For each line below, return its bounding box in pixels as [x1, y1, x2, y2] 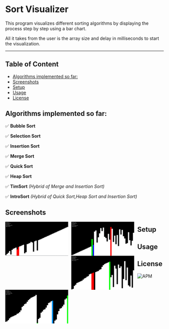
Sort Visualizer [5, 4, 69, 15]
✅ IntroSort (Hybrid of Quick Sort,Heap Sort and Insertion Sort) [5, 193, 137, 200]
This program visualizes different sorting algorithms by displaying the [5, 20, 149, 26]
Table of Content [5, 60, 59, 69]
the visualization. [5, 40, 40, 46]
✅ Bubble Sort [5, 122, 36, 129]
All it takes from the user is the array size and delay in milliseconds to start [5, 35, 159, 41]
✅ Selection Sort [5, 133, 41, 139]
